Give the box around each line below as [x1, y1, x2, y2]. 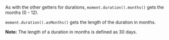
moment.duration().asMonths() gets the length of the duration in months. [5, 19, 156, 25]
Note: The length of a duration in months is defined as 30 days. [5, 29, 137, 34]
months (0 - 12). [5, 9, 39, 15]
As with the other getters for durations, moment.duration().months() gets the [5, 4, 164, 10]
